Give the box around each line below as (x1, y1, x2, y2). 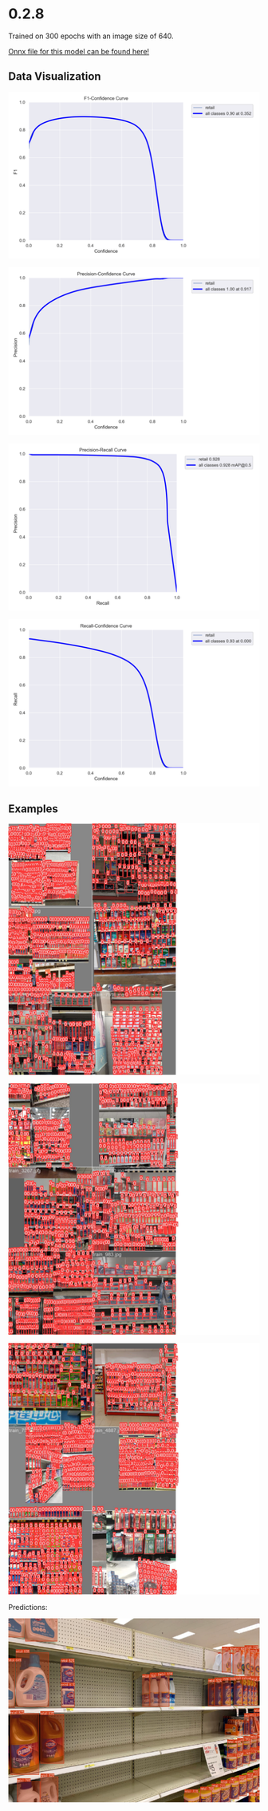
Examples (8, 802, 58, 815)
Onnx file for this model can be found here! (8, 46, 150, 56)
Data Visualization (8, 69, 101, 84)
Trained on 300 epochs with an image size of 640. (8, 31, 174, 41)
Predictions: (8, 1603, 48, 1612)
